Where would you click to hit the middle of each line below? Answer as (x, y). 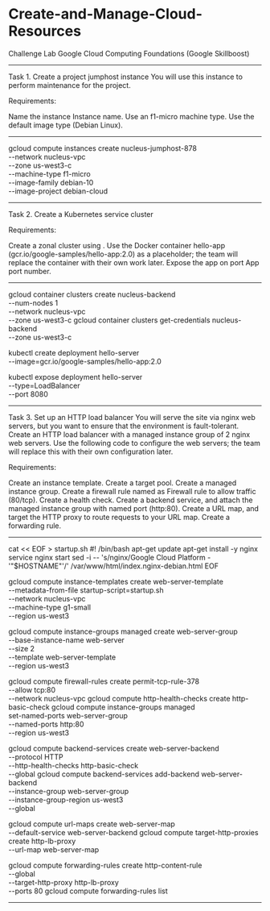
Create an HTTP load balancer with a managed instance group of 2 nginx (129, 434)
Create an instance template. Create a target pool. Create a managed (123, 483)
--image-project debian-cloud (58, 191)
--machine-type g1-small (49, 607)
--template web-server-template (62, 657)
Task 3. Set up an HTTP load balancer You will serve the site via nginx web (132, 417)
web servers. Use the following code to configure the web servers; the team (135, 443)
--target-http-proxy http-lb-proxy (63, 882)
